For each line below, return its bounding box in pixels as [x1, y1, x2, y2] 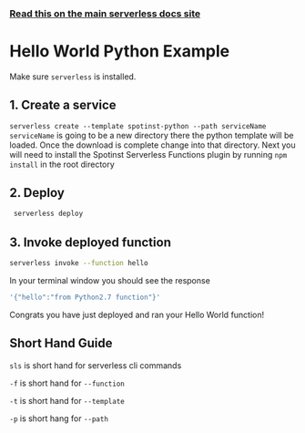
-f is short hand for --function [9, 377, 125, 388]
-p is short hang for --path [9, 413, 109, 424]
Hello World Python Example [9, 41, 230, 62]
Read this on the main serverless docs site [9, 7, 201, 20]
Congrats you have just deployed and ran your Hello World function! [9, 309, 265, 320]
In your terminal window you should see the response [9, 275, 211, 286]
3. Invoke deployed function [9, 234, 171, 250]
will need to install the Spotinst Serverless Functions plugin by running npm [9, 149, 288, 160]
